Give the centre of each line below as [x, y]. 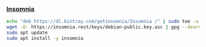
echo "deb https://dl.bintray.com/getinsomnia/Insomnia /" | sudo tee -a [103, 22]
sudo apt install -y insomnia [45, 38]
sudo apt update [27, 33]
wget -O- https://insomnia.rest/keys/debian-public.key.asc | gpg [93, 27]
